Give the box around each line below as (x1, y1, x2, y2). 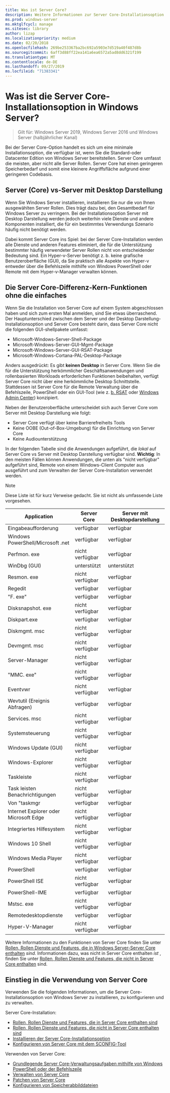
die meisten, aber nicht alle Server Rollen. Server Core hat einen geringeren (5, 160, 163, 167)
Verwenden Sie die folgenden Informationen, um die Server (5, 989, 129, 995)
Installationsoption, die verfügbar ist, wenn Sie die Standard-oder (5, 149, 142, 155)
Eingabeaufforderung (8, 524, 59, 532)
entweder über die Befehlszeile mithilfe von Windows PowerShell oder (5, 263, 152, 269)
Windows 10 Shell (8, 840, 51, 847)
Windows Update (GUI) (8, 744, 63, 751)
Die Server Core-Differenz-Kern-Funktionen (5, 283, 147, 292)
